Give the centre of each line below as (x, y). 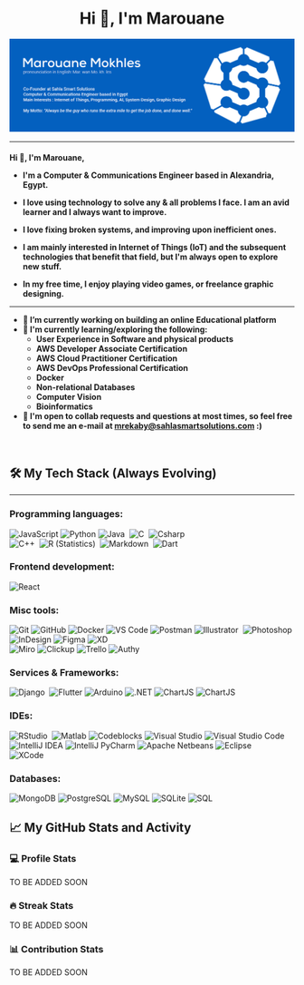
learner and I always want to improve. (95, 212)
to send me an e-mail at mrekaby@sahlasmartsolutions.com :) (142, 426)
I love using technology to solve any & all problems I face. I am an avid (156, 202)
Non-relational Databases (85, 387)
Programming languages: (66, 514)
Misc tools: (34, 610)
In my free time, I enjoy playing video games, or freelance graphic (148, 284)
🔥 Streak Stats (42, 905)
